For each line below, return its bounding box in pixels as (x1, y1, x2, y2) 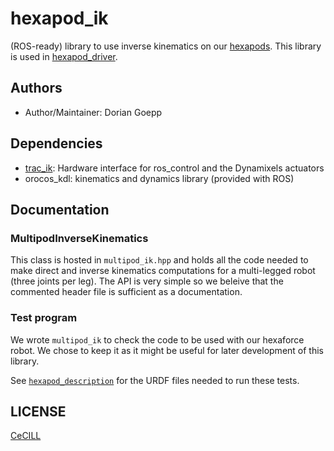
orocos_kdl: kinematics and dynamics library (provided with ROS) (24, 172, 295, 184)
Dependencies (10, 135, 103, 152)
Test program (10, 311, 78, 325)
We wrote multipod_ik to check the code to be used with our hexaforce (10, 333, 305, 346)
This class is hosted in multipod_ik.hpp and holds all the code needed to (10, 254, 309, 266)
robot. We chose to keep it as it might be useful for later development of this (10, 344, 324, 356)
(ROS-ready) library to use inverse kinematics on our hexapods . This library (10, 40, 322, 52)
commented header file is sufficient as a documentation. (10, 286, 243, 298)
